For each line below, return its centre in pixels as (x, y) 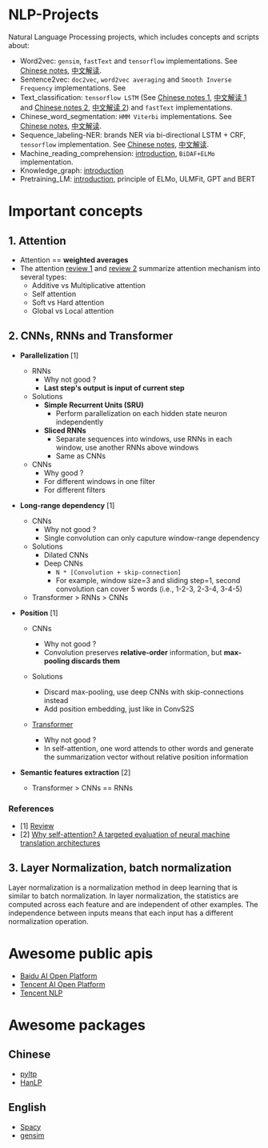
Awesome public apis (81, 954)
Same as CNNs (81, 456)
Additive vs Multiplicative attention (89, 285)
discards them (96, 661)
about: (19, 45)
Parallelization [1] (49, 355)
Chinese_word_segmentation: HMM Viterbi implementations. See (126, 116)
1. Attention (37, 240)
